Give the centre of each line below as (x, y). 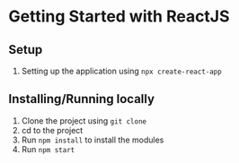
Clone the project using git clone (84, 120)
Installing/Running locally (81, 99)
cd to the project (52, 130)
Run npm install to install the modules (93, 140)
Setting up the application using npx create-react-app (121, 71)
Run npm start (48, 149)
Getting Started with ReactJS (119, 17)
